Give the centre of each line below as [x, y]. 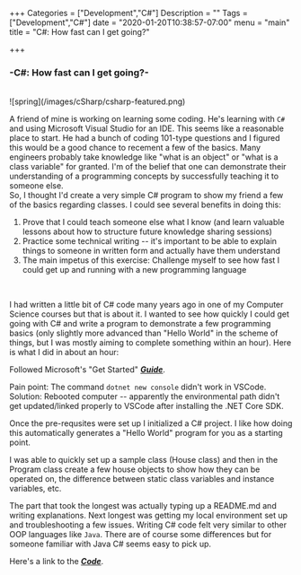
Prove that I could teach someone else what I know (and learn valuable [153, 222]
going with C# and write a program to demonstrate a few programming [140, 324]
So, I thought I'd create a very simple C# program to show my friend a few [146, 196]
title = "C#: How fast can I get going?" [80, 32]
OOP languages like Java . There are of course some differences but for [141, 535]
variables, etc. [35, 489]
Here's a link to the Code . [57, 562]
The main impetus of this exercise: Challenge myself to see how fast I [151, 260]
